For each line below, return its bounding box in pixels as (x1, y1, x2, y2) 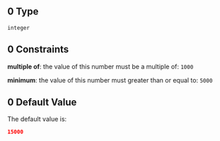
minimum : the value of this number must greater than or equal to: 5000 (7, 75, 213, 84)
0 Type (7, 6, 39, 18)
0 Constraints (7, 44, 69, 56)
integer (7, 24, 30, 31)
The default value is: (7, 115, 67, 123)
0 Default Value (7, 97, 77, 109)
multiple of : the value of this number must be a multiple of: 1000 (7, 62, 194, 70)
